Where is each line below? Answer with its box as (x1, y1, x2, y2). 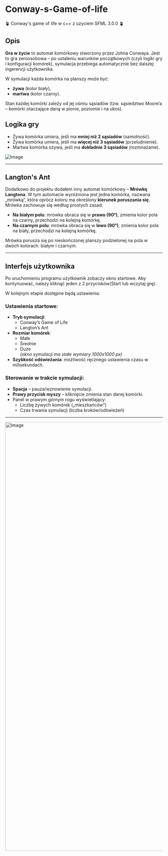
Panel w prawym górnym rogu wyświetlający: (12, 396, 106, 402)
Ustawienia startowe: (5, 303, 58, 310)
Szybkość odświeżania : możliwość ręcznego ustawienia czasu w (12, 357, 148, 363)
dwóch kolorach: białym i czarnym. (5, 243, 77, 249)
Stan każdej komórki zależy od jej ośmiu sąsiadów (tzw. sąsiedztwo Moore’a (5, 100, 162, 106)
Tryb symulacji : (12, 314, 46, 320)
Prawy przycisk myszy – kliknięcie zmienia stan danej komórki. (12, 391, 144, 397)
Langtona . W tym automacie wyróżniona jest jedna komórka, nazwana (5, 192, 151, 198)
